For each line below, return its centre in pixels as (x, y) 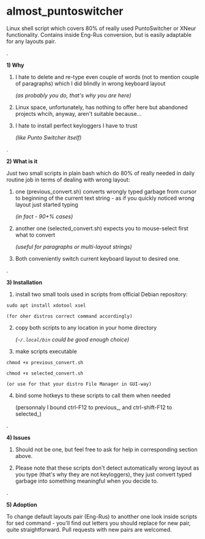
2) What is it (22, 161)
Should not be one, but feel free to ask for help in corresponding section (106, 449)
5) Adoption (22, 505)
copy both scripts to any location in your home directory (86, 327)
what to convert (35, 235)
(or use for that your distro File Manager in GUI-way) (79, 384)
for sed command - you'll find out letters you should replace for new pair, (99, 523)
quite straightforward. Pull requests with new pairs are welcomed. (89, 529)
